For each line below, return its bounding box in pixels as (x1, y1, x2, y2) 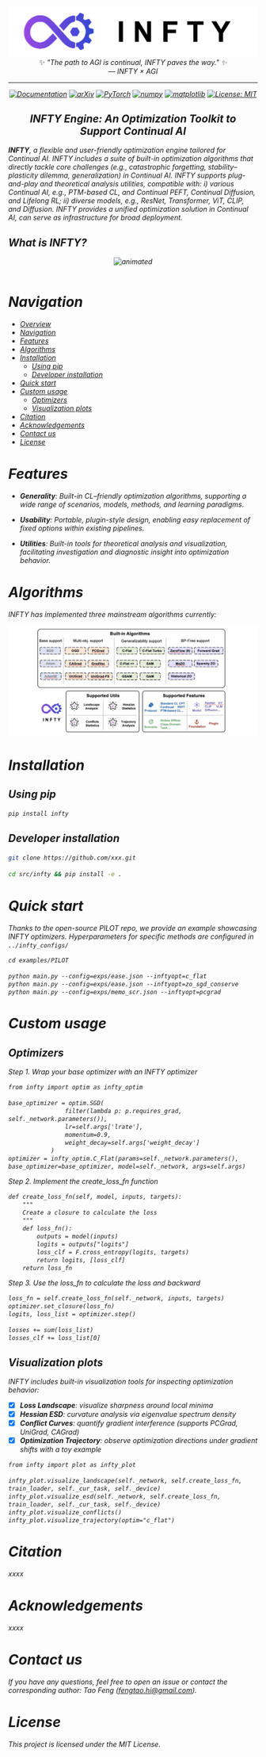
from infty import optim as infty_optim (8, 1084, 144, 1092)
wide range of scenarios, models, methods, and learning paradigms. (19, 500, 245, 509)
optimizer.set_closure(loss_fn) (8, 1303, 115, 1311)
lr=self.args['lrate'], (64, 1123, 144, 1131)
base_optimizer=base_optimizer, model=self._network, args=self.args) (8, 1163, 246, 1171)
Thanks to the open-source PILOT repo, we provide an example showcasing (8, 924, 257, 933)
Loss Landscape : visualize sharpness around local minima (19, 1400, 214, 1410)
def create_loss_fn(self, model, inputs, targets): (8, 1193, 182, 1201)
